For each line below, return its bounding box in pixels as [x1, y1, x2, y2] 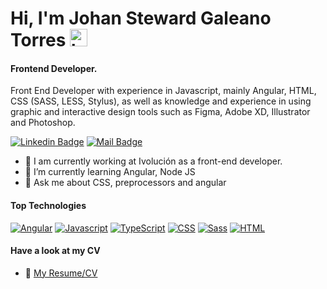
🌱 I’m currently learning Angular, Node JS [24, 166, 196, 178]
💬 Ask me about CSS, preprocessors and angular [24, 177, 227, 189]
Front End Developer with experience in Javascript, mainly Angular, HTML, [10, 85, 317, 97]
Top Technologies [10, 199, 87, 211]
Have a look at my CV [10, 245, 101, 257]
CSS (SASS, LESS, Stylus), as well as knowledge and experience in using [10, 95, 312, 107]
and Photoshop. [10, 117, 76, 129]
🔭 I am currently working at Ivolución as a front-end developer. [24, 155, 283, 167]
